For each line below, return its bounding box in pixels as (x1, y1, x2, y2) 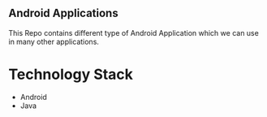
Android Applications (8, 6, 119, 20)
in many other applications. (8, 37, 100, 46)
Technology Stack (8, 65, 134, 84)
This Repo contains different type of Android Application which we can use (8, 28, 260, 37)
